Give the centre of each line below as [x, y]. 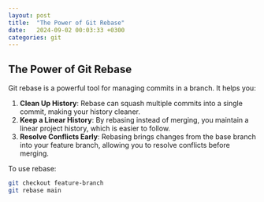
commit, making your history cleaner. [80, 112]
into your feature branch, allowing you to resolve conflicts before [125, 145]
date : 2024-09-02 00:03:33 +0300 [67, 30]
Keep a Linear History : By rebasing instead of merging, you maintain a [134, 120]
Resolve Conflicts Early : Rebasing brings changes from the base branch [138, 137]
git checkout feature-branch [56, 183]
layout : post [30, 15]
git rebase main [35, 190]
